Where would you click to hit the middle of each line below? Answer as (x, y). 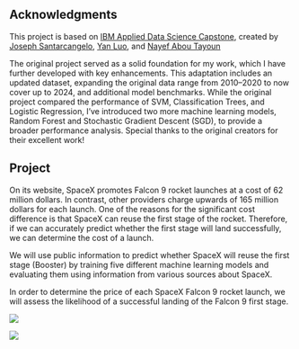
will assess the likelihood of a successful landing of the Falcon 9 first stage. (149, 301)
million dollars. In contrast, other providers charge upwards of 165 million (144, 199)
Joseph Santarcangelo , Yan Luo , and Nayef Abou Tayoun (115, 46)
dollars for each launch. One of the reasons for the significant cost (132, 209)
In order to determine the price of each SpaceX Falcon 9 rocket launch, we (147, 291)
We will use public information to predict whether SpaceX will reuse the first (149, 255)
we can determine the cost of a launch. (82, 237)
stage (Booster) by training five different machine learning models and (139, 264)
